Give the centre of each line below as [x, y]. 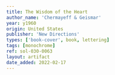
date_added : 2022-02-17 [36, 62]
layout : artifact [28, 57]
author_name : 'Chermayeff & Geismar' [54, 18]
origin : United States [35, 29]
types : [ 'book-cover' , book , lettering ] [58, 40]
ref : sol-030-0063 [29, 51]
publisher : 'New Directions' [43, 34]
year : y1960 [21, 23]
